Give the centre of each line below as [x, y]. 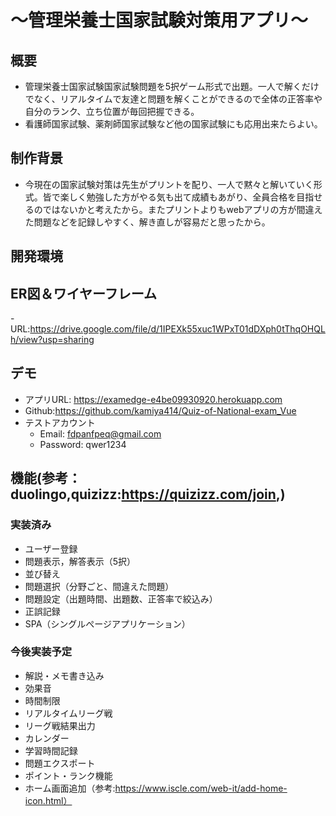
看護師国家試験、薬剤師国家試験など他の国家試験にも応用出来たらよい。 [173, 124]
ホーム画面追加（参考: [70, 788]
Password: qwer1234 [83, 444]
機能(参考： [46, 478]
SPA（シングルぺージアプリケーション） [107, 623]
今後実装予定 [41, 652]
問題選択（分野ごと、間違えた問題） [99, 586]
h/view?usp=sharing [52, 340]
